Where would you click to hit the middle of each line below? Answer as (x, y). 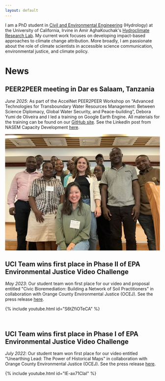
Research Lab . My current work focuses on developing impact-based (75, 35)
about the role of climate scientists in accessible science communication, (79, 46)
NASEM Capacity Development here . (42, 127)
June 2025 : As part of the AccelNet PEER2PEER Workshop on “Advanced (79, 101)
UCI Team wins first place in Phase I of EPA (72, 334)
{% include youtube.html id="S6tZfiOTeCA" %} (53, 309)
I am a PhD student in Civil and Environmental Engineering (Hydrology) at (79, 25)
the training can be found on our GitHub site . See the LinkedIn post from (78, 122)
